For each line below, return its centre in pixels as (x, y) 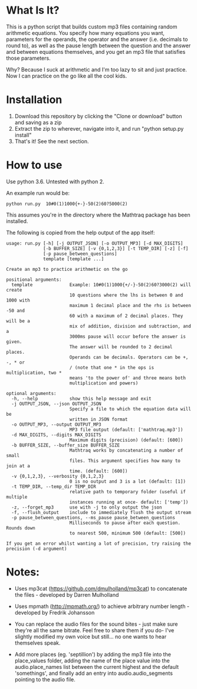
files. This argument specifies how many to (125, 461)
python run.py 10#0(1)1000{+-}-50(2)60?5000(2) (67, 204)
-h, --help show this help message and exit (81, 399)
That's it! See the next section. (52, 141)
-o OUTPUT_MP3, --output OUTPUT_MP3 (56, 424)
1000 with (18, 300)
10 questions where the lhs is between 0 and (126, 295)
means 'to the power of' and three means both (127, 378)
